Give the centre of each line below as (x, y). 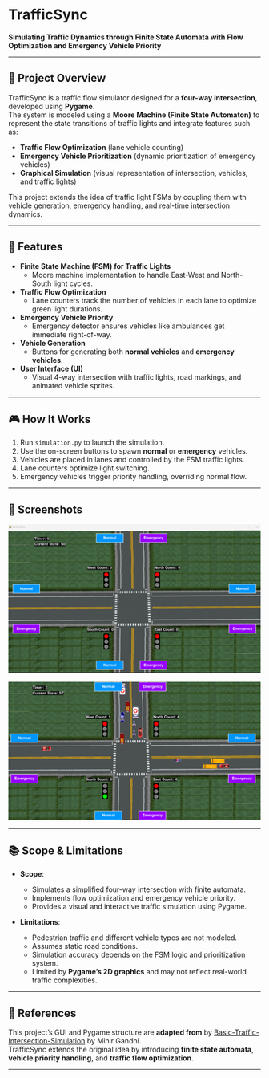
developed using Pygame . (52, 106)
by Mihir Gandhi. (114, 1041)
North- (232, 275)
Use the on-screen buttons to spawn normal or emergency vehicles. (134, 451)
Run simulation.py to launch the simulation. (92, 442)
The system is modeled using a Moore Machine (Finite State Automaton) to (134, 115)
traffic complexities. (64, 980)
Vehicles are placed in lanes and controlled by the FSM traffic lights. (132, 460)
